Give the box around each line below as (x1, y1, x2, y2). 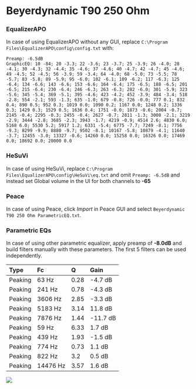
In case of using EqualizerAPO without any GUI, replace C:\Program (6, 38, 168, 45)
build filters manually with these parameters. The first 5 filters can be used (6, 246, 187, 253)
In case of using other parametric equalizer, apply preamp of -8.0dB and (6, 239, 182, 247)
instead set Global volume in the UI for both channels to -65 (6, 177, 151, 184)
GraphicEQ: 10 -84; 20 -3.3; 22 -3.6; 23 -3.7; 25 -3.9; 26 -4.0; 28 (6, 61, 180, 67)
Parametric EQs (6, 226, 52, 234)
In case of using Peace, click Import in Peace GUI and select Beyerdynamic (6, 205, 185, 212)
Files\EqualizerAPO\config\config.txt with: (6, 45, 114, 52)
